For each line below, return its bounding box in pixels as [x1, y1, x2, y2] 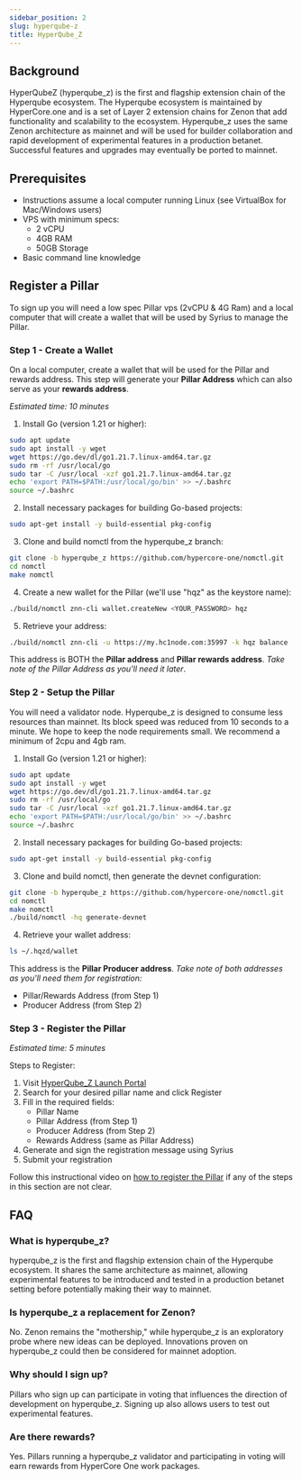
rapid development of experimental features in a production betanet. [9, 135, 263, 146]
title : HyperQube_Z [9, 30, 83, 39]
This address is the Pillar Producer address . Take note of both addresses [9, 964, 284, 974]
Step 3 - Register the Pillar [9, 1022, 126, 1035]
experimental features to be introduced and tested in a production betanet [9, 1274, 285, 1285]
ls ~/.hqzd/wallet [9, 947, 78, 956]
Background [9, 63, 79, 78]
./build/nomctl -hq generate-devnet [9, 913, 147, 922]
